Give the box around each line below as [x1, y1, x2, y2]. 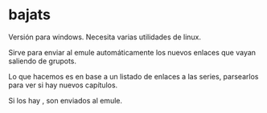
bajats [8, 6, 51, 24]
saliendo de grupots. [8, 56, 77, 66]
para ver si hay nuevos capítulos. [8, 80, 118, 90]
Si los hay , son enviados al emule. [8, 95, 123, 105]
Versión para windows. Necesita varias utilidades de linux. [8, 32, 202, 42]
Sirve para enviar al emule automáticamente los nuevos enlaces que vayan [8, 47, 256, 57]
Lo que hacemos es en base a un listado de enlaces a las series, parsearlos [8, 71, 259, 81]
